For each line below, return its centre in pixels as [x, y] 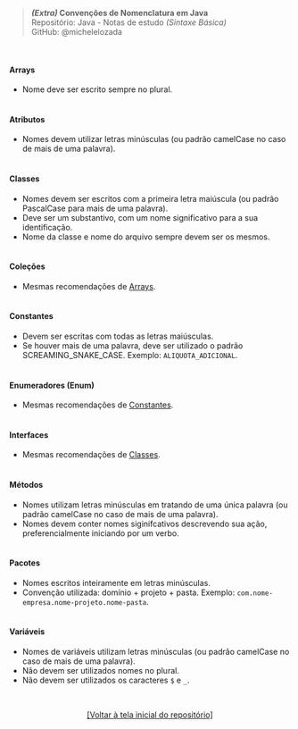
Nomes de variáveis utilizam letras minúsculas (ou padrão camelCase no [156, 652]
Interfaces [29, 435]
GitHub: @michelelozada [77, 32]
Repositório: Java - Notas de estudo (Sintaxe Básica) [129, 22]
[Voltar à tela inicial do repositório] [150, 715]
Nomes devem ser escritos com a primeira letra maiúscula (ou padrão [150, 198]
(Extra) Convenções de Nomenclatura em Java [120, 13]
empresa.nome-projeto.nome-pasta [84, 602]
